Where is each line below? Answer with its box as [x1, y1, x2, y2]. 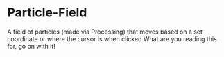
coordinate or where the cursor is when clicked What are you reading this [7, 34, 217, 43]
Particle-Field [7, 5, 87, 21]
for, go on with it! [7, 42, 55, 50]
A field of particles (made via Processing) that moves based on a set [7, 27, 203, 36]
